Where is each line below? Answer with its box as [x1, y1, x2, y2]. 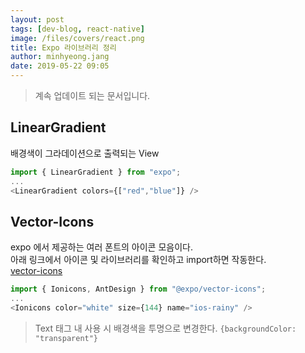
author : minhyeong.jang [10, 52, 110, 62]
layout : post [10, 14, 65, 25]
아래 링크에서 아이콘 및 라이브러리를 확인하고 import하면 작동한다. [10, 254, 267, 266]
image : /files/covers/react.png [10, 33, 145, 43]
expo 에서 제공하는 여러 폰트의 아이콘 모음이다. [10, 241, 193, 253]
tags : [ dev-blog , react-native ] [10, 24, 145, 34]
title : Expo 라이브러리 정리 [10, 42, 117, 53]
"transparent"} [34, 333, 99, 343]
